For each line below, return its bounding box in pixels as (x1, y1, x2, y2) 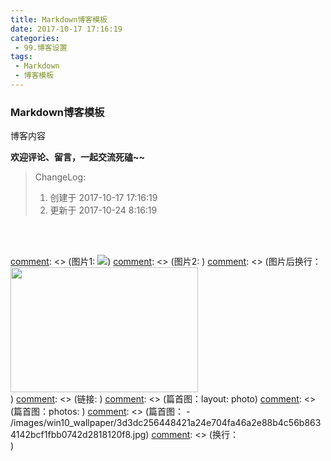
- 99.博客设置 (14, 42, 68, 53)
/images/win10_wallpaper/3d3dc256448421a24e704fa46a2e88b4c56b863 (10, 417, 322, 429)
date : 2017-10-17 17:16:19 (10, 24, 123, 34)
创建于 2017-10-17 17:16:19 (49, 192, 158, 204)
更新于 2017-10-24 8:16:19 (49, 204, 158, 216)
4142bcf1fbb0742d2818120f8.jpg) (10, 429, 150, 441)
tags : (10, 52, 33, 62)
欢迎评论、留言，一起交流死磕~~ (10, 151, 146, 163)
